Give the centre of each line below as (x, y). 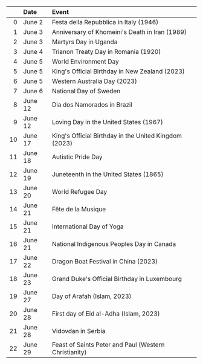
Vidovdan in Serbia (79, 331)
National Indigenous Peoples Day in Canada (114, 244)
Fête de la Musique (79, 209)
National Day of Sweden (86, 91)
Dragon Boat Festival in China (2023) (105, 261)
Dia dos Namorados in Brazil (92, 104)
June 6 (33, 91)
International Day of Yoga (88, 227)
